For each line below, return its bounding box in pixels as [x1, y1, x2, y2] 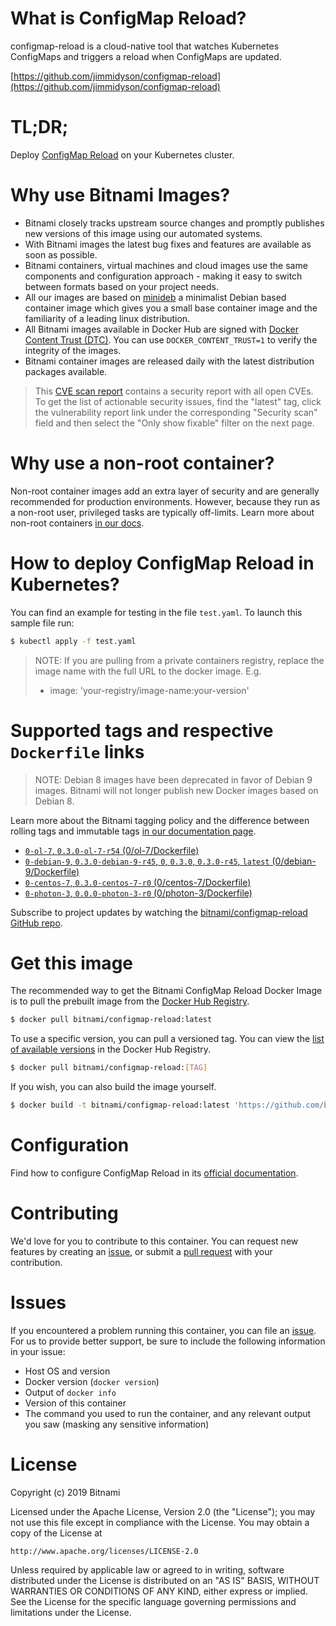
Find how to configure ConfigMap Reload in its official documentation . [10, 1167, 299, 1179]
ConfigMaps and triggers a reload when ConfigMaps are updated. [10, 50, 282, 62]
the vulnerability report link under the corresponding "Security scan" [34, 406, 318, 418]
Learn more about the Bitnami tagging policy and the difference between [10, 814, 310, 826]
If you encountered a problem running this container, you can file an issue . [10, 1324, 317, 1336]
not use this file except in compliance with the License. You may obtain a [10, 1516, 310, 1528]
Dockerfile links [10, 740, 145, 763]
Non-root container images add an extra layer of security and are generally [10, 485, 320, 497]
